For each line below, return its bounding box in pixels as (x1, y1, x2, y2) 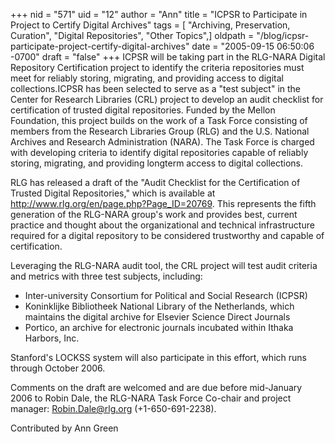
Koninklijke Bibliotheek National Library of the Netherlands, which (24, 300, 295, 312)
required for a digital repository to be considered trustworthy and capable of (10, 230, 325, 241)
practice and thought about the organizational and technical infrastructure (10, 219, 315, 231)
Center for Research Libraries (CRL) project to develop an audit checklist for (10, 94, 324, 105)
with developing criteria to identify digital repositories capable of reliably (10, 147, 309, 158)
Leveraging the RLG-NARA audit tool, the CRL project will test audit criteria (10, 260, 318, 271)
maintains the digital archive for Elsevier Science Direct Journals (24, 311, 291, 323)
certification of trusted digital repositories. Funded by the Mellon (10, 104, 276, 116)
